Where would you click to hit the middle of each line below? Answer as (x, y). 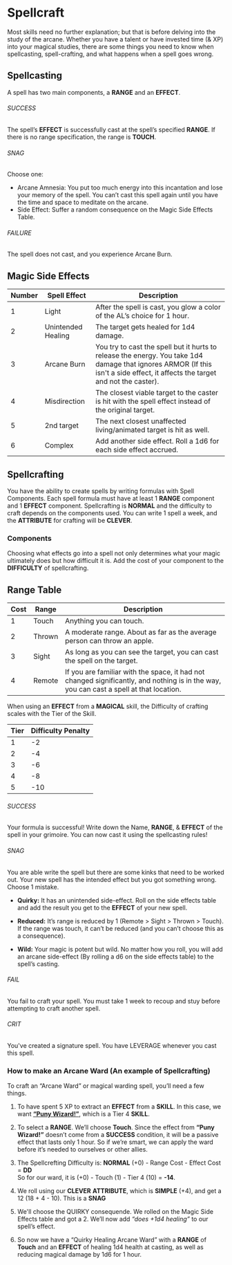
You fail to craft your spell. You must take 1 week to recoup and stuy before (114, 1001)
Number (24, 295)
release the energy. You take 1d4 (149, 356)
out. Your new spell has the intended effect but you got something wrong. (112, 879)
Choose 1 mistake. (33, 887)
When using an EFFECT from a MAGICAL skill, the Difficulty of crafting (108, 706)
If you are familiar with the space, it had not (135, 672)
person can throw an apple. (109, 641)
